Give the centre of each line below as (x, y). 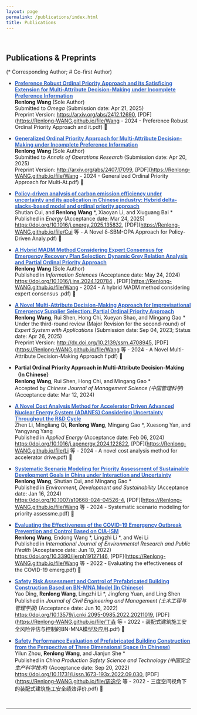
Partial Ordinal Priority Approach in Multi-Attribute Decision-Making (99, 368)
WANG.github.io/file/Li (42, 451)
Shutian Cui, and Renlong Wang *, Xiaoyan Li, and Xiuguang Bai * (94, 212)
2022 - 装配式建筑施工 (154, 622)
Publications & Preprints (51, 57)
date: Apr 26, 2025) (38, 337)
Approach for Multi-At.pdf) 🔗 (49, 182)
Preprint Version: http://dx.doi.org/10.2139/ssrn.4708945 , (84, 342)
